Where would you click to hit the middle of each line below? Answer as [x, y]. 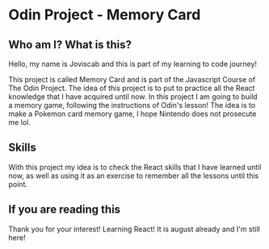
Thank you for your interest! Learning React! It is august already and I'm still [134, 229]
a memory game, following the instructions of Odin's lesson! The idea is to [132, 105]
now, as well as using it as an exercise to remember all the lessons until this [134, 176]
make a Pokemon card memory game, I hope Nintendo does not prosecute [132, 114]
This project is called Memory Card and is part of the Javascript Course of [132, 79]
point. [18, 184]
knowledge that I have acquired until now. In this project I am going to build [133, 97]
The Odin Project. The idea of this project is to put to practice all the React [132, 88]
